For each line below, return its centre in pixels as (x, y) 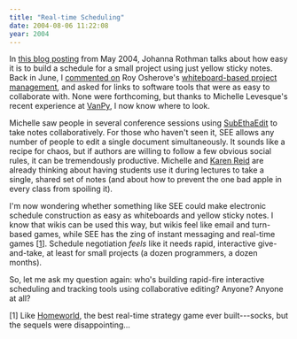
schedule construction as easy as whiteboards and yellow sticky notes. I (141, 216)
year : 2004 (29, 34)
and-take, (27, 253)
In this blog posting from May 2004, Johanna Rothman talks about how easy (148, 59)
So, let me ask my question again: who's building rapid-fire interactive (137, 280)
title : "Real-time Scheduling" (67, 17)
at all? (20, 298)
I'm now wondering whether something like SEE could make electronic (138, 206)
